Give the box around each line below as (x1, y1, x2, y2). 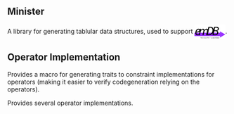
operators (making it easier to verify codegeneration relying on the (7, 77, 200, 86)
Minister (7, 6, 45, 18)
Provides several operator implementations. (7, 99, 134, 107)
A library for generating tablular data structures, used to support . (7, 27, 228, 35)
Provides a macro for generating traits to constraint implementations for (7, 70, 215, 78)
